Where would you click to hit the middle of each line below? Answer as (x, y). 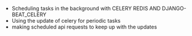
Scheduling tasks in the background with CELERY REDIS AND (86, 8)
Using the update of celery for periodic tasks (66, 21)
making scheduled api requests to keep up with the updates (84, 27)
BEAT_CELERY (29, 15)
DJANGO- (174, 8)
